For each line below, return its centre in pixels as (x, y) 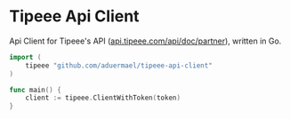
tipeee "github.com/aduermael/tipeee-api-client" (119, 65)
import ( (25, 57)
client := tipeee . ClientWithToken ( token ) (103, 98)
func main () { (36, 90)
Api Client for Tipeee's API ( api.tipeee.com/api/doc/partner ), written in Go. (145, 41)
